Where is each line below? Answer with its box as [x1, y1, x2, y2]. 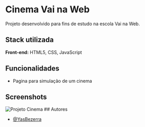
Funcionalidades [5, 64, 60, 73]
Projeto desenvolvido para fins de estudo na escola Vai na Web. [5, 21, 140, 27]
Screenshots [5, 93, 47, 101]
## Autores [44, 106, 68, 113]
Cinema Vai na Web [5, 4, 90, 15]
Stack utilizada [5, 35, 54, 44]
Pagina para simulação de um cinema [12, 78, 92, 84]
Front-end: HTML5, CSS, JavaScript [5, 49, 82, 55]
